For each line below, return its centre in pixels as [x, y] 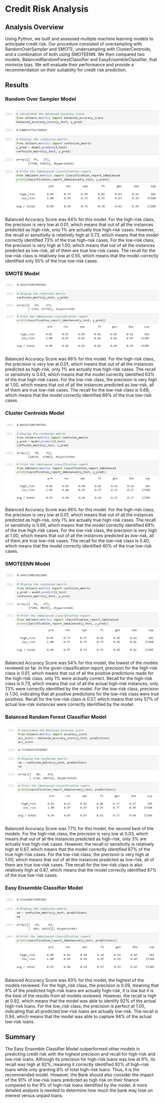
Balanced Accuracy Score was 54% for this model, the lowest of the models [82, 663]
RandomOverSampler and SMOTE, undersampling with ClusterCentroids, [78, 49]
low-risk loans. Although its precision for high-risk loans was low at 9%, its [80, 1059]
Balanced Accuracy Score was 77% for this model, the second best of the [79, 829]
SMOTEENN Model [28, 564]
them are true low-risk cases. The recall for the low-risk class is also [74, 865]
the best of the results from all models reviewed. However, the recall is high [81, 996]
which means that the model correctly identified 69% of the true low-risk [78, 395]
